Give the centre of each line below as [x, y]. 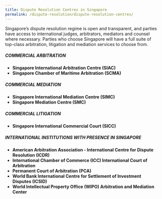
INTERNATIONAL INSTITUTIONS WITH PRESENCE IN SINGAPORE [73, 137]
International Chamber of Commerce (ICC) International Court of [80, 160]
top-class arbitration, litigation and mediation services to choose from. [77, 44]
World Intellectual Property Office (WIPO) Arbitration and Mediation [83, 187]
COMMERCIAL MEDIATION [33, 85]
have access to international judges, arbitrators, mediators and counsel [77, 34]
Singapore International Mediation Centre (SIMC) [63, 97]
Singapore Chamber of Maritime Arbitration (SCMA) [67, 73]
